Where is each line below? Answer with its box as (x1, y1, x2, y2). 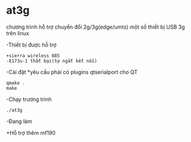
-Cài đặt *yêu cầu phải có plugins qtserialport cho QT (6, 68, 138, 75)
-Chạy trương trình (6, 95, 52, 103)
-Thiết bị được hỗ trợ (6, 41, 57, 48)
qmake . (6, 80, 26, 86)
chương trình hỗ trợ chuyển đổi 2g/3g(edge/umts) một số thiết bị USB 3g (6, 23, 185, 30)
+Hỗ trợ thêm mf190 (6, 129, 56, 136)
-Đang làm (6, 118, 32, 125)
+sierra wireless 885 (6, 53, 60, 58)
